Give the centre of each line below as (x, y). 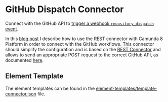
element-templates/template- (127, 88)
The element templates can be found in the (50, 88)
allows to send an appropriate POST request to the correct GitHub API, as (82, 55)
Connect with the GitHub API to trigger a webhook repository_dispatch (80, 23)
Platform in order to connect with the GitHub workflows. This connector (80, 44)
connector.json (21, 94)
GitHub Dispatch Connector (65, 9)
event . (12, 28)
